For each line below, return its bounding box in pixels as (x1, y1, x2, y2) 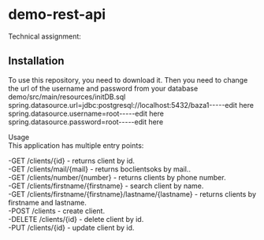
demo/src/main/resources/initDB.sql (8, 92, 126, 102)
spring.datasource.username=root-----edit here (8, 109, 164, 118)
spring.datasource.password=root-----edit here (8, 116, 164, 127)
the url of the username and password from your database (8, 83, 199, 93)
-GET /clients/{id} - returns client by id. (8, 156, 136, 165)
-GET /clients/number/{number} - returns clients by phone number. (8, 172, 226, 182)
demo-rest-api (8, 6, 106, 24)
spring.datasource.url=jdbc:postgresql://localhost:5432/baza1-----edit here (8, 100, 255, 109)
